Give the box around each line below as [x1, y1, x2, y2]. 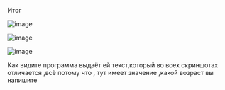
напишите [7, 76, 38, 84]
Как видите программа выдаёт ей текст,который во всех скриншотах [7, 61, 219, 69]
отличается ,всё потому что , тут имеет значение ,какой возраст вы [7, 69, 214, 77]
